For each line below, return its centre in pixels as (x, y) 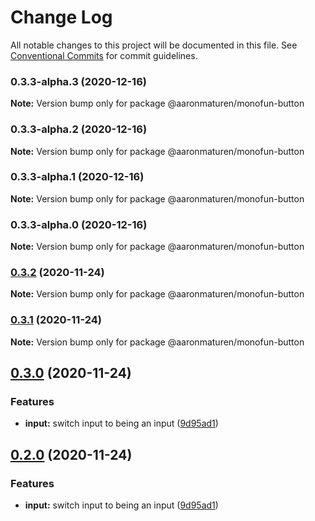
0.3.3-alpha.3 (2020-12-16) (78, 81)
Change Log (61, 17)
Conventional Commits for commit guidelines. (104, 55)
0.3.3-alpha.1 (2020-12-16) (77, 177)
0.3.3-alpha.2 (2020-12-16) (79, 129)
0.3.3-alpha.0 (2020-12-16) (79, 224)
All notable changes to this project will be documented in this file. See (154, 45)
